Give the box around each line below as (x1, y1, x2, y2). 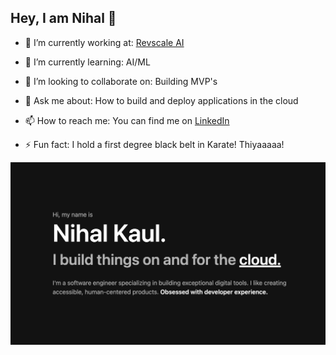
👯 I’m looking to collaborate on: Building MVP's (24, 75, 218, 87)
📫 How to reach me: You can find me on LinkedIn (24, 114, 230, 126)
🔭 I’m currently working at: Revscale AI (24, 36, 185, 48)
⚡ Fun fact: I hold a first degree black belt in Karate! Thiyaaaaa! (24, 138, 285, 150)
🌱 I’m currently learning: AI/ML (24, 56, 151, 68)
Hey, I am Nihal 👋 (10, 10, 117, 27)
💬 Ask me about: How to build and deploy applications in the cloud (24, 94, 299, 106)
